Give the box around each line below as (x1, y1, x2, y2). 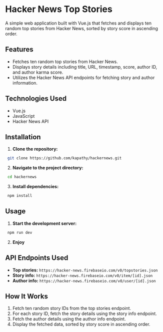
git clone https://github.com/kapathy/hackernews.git (7, 156, 122, 161)
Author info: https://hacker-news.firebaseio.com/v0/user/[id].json (12, 277, 156, 283)
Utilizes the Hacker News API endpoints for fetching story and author (12, 74, 155, 81)
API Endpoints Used (5, 254, 68, 262)
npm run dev (7, 230, 32, 235)
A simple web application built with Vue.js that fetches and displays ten (5, 20, 151, 26)
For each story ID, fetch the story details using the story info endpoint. (12, 310, 157, 316)
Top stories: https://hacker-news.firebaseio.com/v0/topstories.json (12, 267, 158, 273)
